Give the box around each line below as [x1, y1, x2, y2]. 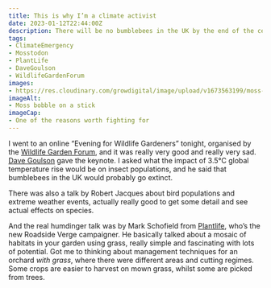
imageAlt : [8, 94, 42, 102]
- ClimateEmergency [8, 42, 74, 50]
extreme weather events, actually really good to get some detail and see [8, 196, 248, 206]
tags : [8, 34, 27, 43]
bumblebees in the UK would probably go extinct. [8, 172, 173, 182]
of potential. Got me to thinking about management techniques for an [8, 246, 238, 256]
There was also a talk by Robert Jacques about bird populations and [8, 188, 236, 198]
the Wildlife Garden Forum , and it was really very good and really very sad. [8, 146, 256, 157]
